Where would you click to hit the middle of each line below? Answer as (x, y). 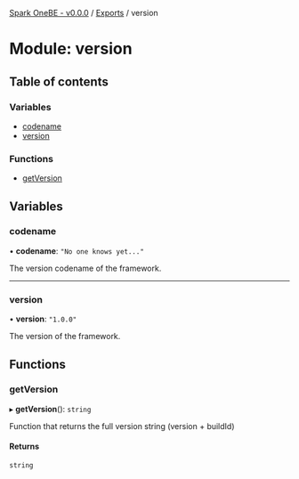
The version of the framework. (65, 337)
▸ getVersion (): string (50, 409)
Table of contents (59, 81)
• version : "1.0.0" (43, 319)
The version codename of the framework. (85, 268)
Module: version (71, 49)
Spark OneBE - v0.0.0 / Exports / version (84, 13)
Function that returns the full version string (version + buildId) (122, 426)
